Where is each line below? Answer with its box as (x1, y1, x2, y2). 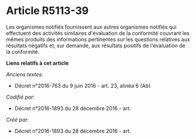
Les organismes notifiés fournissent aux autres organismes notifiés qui (6, 23, 177, 30)
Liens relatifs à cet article (6, 60, 69, 67)
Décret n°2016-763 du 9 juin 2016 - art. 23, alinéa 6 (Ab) (14, 82, 151, 89)
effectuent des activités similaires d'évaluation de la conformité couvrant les (6, 29, 190, 36)
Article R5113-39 (6, 4, 89, 18)
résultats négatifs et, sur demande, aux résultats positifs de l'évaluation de (6, 42, 186, 49)
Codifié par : (6, 93, 35, 100)
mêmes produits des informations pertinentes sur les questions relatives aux (6, 36, 190, 43)
